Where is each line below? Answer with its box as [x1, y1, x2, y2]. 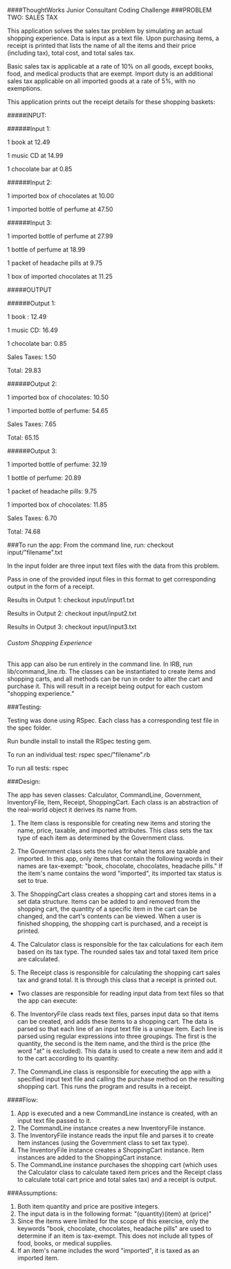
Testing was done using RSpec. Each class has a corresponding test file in [7, 717, 219, 725]
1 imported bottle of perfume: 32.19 [7, 460, 107, 469]
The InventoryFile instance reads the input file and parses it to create [17, 1131, 214, 1139]
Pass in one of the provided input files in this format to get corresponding [7, 575, 216, 583]
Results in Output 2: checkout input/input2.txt [7, 609, 137, 618]
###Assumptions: [7, 1189, 58, 1198]
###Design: [7, 778, 41, 786]
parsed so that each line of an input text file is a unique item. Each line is [17, 1025, 223, 1033]
